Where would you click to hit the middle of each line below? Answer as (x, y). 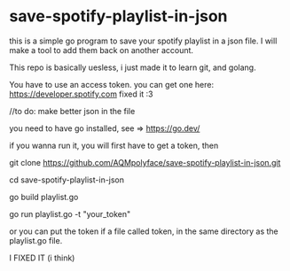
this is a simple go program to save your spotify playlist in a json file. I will (143, 41)
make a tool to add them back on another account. (101, 50)
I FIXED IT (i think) (42, 258)
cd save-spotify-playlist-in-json (67, 180)
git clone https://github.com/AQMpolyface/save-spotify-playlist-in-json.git (145, 162)
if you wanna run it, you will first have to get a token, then (114, 145)
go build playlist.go (44, 197)
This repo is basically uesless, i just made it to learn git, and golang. (133, 67)
